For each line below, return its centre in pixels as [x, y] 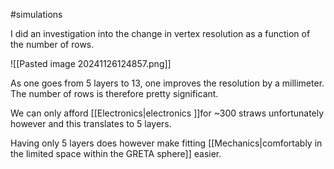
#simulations [36, 14]
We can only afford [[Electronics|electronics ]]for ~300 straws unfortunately [167, 113]
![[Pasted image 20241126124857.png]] [91, 63]
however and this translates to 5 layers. [91, 123]
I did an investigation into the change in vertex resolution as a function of [160, 33]
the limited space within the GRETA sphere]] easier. [116, 153]
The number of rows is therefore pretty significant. [114, 93]
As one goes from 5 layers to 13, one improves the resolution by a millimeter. [167, 83]
